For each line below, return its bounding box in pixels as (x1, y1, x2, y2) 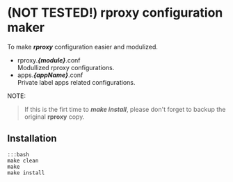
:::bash (7, 151, 30, 158)
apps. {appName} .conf (17, 71, 83, 79)
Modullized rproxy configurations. (17, 63, 115, 72)
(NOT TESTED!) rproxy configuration (7, 5, 223, 21)
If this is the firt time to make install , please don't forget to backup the (24, 105, 226, 113)
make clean (7, 157, 39, 164)
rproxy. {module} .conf (17, 56, 81, 64)
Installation (7, 133, 57, 144)
